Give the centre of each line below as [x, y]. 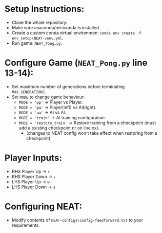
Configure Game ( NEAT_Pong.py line [76, 63]
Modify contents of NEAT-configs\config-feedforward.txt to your [77, 220]
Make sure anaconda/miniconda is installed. [56, 27]
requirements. [26, 225]
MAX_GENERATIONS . [29, 91]
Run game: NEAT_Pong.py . [37, 43]
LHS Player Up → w [30, 181]
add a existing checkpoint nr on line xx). [59, 128]
